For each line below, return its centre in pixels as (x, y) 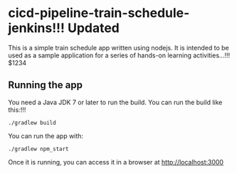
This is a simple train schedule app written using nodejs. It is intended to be (119, 48)
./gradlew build (32, 123)
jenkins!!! (37, 28)
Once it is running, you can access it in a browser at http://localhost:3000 (116, 162)
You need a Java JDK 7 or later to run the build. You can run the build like (115, 102)
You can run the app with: (46, 135)
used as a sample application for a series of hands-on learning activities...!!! (119, 55)
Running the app (45, 85)
